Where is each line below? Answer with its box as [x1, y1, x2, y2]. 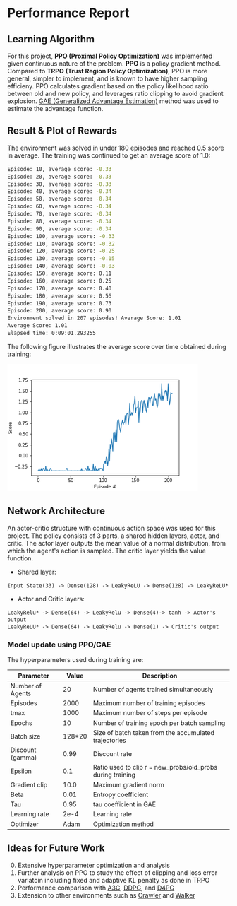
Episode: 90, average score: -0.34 [7, 225, 112, 233]
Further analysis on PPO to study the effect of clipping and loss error [17, 868, 217, 877]
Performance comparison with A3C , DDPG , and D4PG [17, 883, 175, 892]
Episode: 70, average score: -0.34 [7, 211, 112, 218]
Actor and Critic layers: [17, 594, 85, 603]
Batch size [10, 732, 41, 741]
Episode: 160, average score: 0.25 [7, 277, 112, 284]
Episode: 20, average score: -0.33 [7, 173, 112, 180]
